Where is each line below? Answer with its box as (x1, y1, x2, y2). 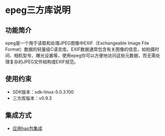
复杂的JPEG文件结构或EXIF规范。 (9, 59, 78, 65)
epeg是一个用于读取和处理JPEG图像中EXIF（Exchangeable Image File (5, 40, 149, 46)
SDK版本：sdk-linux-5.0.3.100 (12, 89, 74, 95)
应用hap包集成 (12, 125, 42, 131)
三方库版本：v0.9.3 (12, 95, 52, 101)
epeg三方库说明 (5, 4, 71, 16)
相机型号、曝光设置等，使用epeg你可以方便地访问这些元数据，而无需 (13, 53, 156, 58)
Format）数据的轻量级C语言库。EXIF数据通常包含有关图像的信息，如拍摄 (5, 46, 155, 52)
